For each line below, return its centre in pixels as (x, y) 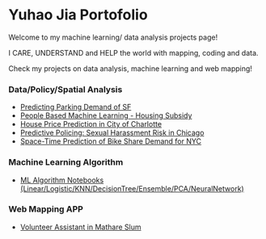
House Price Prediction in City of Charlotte (91, 124)
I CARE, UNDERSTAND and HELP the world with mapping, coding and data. (133, 52)
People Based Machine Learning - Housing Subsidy (106, 115)
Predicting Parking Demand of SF (76, 107)
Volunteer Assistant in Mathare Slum (80, 227)
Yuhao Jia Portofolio (78, 15)
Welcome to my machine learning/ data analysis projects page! (113, 37)
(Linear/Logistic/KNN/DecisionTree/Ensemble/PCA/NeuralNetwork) (132, 188)
